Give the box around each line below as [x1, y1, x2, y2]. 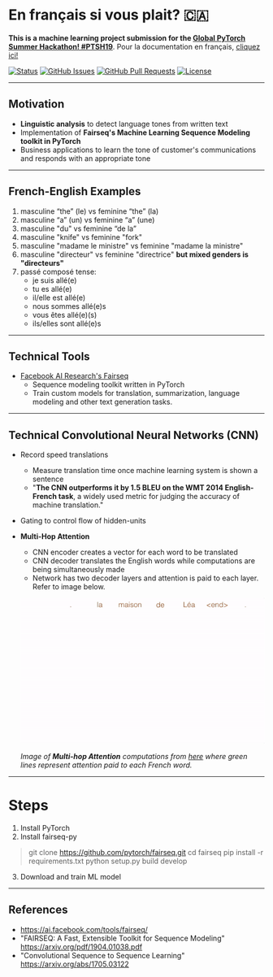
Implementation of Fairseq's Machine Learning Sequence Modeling [19, 128, 250, 137]
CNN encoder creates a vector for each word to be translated [32, 547, 238, 558]
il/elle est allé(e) [32, 293, 86, 302]
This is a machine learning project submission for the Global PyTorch [8, 33, 246, 42]
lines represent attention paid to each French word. [19, 760, 193, 770]
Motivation [8, 98, 65, 111]
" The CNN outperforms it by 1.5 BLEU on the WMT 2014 [32, 483, 223, 493]
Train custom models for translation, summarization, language [32, 389, 240, 398]
